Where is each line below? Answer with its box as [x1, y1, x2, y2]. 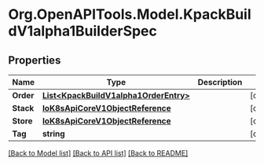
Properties [8, 53, 61, 67]
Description [197, 77, 243, 87]
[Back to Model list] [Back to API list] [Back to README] [8, 148, 189, 158]
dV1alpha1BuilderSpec [8, 22, 157, 40]
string [42, 128, 65, 139]
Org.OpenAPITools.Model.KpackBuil [8, 5, 251, 24]
